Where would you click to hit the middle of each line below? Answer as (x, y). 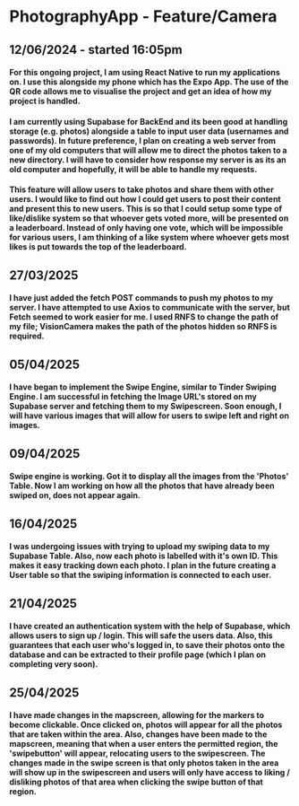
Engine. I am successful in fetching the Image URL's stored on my (133, 397)
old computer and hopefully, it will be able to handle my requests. (133, 169)
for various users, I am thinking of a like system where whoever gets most (149, 237)
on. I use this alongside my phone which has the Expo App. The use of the (149, 82)
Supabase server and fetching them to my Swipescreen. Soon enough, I (145, 407)
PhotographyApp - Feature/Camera (143, 17)
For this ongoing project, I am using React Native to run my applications (145, 73)
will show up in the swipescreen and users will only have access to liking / (150, 773)
